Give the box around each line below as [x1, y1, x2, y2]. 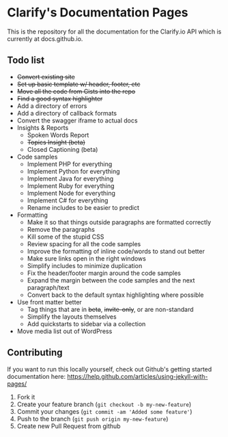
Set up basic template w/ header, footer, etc [16, 80, 141, 88]
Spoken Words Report [27, 131, 89, 139]
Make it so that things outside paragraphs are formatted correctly [27, 217, 212, 226]
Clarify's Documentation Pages [7, 5, 189, 21]
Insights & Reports [16, 123, 69, 131]
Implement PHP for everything [27, 159, 113, 168]
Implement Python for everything [27, 167, 121, 175]
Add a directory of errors [16, 101, 87, 110]
